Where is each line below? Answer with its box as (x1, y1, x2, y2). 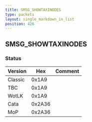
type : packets (5, 12, 35, 17)
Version (7, 67, 27, 74)
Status (5, 54, 21, 61)
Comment (55, 67, 80, 74)
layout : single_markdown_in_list (5, 16, 75, 21)
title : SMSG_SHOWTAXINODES (5, 7, 61, 12)
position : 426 (5, 21, 35, 26)
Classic (7, 76, 25, 83)
